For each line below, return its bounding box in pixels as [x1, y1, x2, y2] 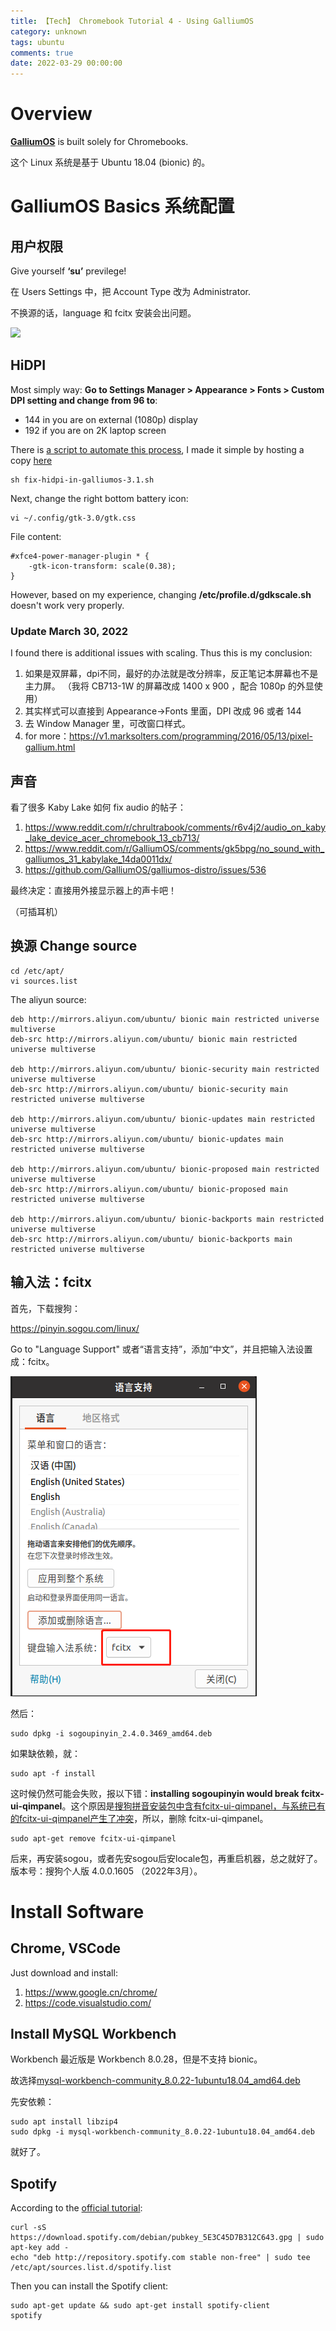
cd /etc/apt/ [10, 966, 65, 976]
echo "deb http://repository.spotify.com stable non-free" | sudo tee [10, 2253, 311, 2263]
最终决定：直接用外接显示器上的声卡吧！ [10, 884, 177, 896]
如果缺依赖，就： [10, 1747, 81, 1759]
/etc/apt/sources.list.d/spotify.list [10, 2263, 172, 2273]
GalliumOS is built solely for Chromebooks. [10, 136, 189, 148]
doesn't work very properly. [10, 599, 125, 611]
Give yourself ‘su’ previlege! [10, 265, 127, 277]
